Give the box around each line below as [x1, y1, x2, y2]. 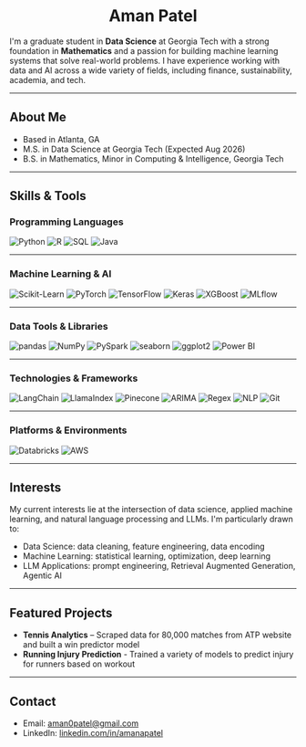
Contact [9, 693, 56, 709]
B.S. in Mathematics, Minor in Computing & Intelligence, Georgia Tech [22, 153, 284, 164]
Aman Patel [108, 5, 198, 26]
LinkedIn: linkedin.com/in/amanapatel [22, 728, 164, 739]
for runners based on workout [22, 658, 135, 669]
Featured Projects [9, 605, 113, 621]
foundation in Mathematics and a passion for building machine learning [9, 45, 279, 56]
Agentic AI [22, 570, 62, 581]
